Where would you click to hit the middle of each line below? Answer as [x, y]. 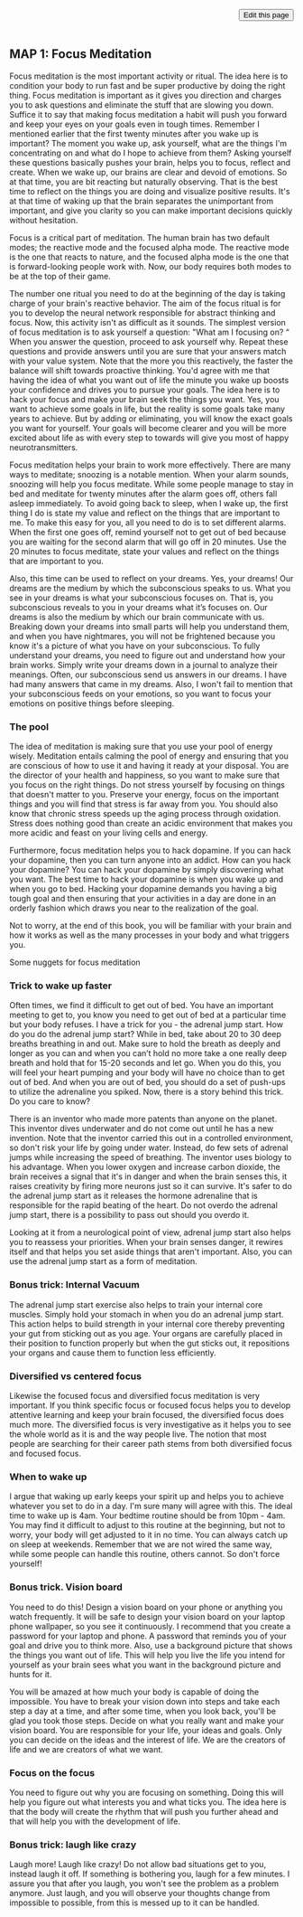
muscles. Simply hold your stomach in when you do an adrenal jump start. [147, 1314]
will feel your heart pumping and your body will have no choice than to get [147, 1072]
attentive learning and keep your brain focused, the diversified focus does [147, 1415]
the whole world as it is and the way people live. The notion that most [138, 1434]
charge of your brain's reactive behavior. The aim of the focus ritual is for [145, 303]
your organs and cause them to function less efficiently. [113, 1353]
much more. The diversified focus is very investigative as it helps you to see [150, 1425]
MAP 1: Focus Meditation [80, 54]
